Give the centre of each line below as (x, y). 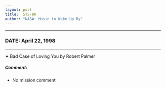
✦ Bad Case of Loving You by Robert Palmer (50, 56)
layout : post (19, 10)
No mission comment (34, 80)
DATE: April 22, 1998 (30, 41)
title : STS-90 (21, 14)
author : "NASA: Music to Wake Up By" (44, 19)
